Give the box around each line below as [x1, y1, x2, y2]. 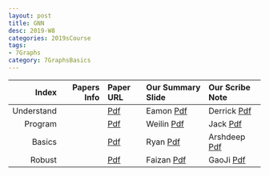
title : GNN [8, 19, 45, 27]
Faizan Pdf [146, 154, 187, 165]
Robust [30, 154, 58, 165]
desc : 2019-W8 [8, 26, 56, 34]
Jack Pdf [208, 118, 243, 129]
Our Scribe [208, 82, 251, 93]
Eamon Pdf [146, 105, 188, 116]
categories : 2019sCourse [8, 34, 91, 42]
